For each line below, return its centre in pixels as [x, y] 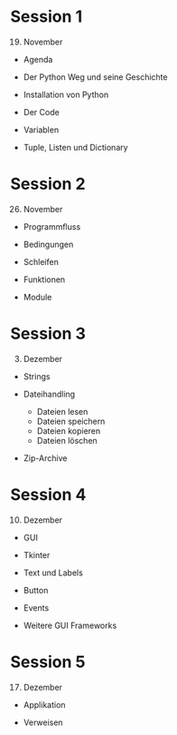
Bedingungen [48, 244]
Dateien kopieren [69, 431]
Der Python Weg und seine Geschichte [95, 77]
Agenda [38, 59]
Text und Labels [53, 573]
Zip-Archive [45, 458]
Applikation [44, 704]
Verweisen [43, 722]
